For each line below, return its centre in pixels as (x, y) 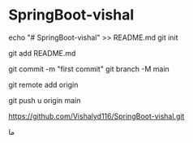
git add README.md (42, 53)
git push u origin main (45, 100)
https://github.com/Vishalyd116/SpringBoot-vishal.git (96, 116)
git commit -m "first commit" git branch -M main (89, 69)
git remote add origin (43, 84)
